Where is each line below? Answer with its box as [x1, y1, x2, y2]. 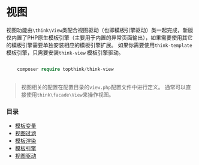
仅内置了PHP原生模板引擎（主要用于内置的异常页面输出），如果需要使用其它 [6, 34, 193, 41]
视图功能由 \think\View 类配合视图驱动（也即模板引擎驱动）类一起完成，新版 [6, 26, 194, 34]
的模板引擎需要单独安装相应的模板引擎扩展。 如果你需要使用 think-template [6, 41, 193, 49]
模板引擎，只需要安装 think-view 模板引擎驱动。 [6, 49, 124, 56]
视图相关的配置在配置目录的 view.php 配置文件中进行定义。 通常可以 [20, 83, 186, 91]
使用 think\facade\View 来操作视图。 [26, 91, 114, 98]
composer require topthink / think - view [17, 66, 114, 72]
